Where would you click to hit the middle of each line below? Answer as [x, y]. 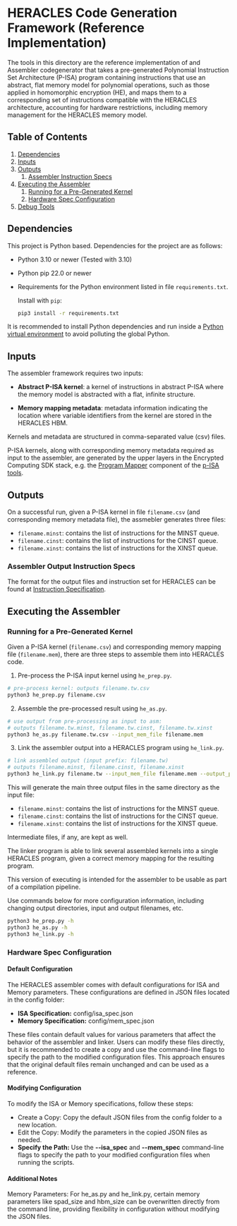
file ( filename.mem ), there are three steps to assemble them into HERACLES [116, 654]
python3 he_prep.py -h [41, 921]
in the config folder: [36, 1000]
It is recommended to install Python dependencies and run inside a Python [116, 326]
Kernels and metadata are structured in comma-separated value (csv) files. [116, 437]
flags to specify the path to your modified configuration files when [114, 1155]
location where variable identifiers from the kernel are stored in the [115, 416]
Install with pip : [39, 300]
